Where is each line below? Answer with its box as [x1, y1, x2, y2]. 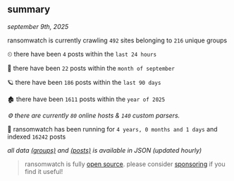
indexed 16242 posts [7, 132, 66, 141]
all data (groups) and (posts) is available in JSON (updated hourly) [7, 146, 202, 154]
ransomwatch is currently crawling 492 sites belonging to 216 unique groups [7, 36, 228, 45]
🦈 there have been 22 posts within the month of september [7, 64, 175, 72]
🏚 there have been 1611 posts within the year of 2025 [7, 95, 166, 103]
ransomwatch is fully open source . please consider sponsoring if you [24, 160, 226, 168]
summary [7, 4, 51, 16]
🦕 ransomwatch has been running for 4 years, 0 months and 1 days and [7, 124, 218, 133]
